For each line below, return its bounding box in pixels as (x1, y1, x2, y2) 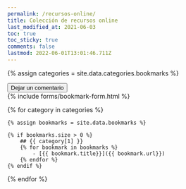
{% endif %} (7, 162, 42, 169)
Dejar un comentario (11, 84, 65, 92)
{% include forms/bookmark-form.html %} (7, 92, 130, 100)
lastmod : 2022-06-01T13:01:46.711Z (7, 50, 112, 57)
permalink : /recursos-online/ (7, 10, 97, 18)
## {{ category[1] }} (20, 138, 83, 145)
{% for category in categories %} (7, 105, 104, 114)
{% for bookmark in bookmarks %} (20, 144, 118, 151)
